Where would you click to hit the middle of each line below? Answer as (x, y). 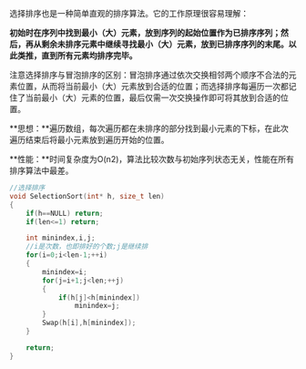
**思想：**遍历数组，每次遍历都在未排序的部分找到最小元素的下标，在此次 (149, 128)
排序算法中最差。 (41, 170)
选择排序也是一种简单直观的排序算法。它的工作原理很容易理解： (129, 13)
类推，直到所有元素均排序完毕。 (77, 56)
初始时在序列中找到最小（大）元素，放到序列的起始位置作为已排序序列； (145, 33)
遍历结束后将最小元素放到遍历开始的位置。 (89, 140)
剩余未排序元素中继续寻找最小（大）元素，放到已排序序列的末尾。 (164, 44)
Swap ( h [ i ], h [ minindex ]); (89, 323)
